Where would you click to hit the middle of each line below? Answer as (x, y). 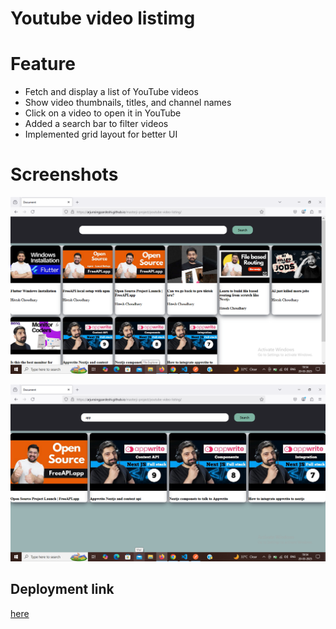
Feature (43, 64)
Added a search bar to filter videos (96, 124)
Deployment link (62, 589)
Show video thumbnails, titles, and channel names (128, 103)
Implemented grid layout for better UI (101, 134)
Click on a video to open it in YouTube (103, 113)
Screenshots (64, 174)
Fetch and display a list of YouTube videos (111, 92)
